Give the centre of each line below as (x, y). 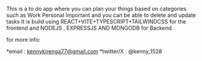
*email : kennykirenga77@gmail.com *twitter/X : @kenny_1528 (84, 51)
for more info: (23, 40)
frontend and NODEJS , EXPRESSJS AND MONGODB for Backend (89, 28)
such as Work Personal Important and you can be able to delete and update (101, 15)
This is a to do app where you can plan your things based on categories (96, 9)
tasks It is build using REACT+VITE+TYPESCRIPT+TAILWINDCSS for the (96, 21)
